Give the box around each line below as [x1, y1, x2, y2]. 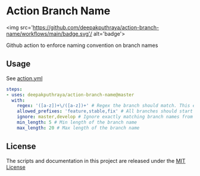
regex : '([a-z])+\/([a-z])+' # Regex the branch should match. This [17, 103, 190, 109]
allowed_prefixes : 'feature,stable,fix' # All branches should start [17, 108, 193, 114]
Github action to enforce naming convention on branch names [6, 42, 158, 49]
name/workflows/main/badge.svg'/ [6, 30, 92, 37]
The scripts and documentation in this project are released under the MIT [6, 157, 186, 164]
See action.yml [6, 74, 43, 81]
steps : [6, 86, 23, 92]
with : [11, 97, 26, 103]
